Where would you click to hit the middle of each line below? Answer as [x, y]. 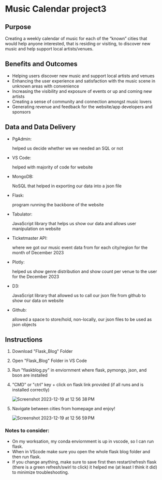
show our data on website [38, 300]
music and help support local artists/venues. [49, 49]
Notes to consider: [27, 430]
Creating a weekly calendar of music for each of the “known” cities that [76, 38]
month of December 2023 [38, 252]
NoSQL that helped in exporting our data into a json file [67, 186]
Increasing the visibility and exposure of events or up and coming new [82, 91]
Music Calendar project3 [56, 9]
